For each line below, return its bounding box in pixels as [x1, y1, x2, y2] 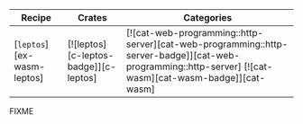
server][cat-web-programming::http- [125, 38, 289, 50]
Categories [183, 12, 233, 23]
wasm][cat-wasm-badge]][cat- [125, 72, 266, 84]
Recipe [21, 12, 52, 23]
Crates [78, 12, 107, 23]
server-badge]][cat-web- [125, 49, 241, 61]
